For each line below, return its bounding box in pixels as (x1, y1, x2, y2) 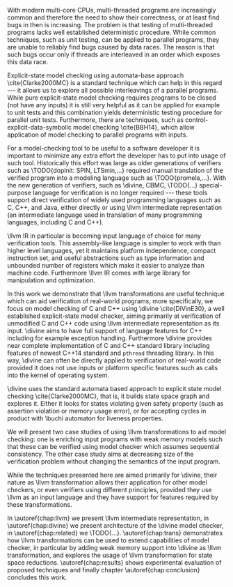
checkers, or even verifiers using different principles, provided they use (7, 486, 212, 494)
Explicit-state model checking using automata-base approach (7, 71, 184, 79)
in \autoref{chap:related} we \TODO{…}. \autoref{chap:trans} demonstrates (7, 529, 223, 537)
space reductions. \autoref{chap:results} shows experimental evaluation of (7, 558, 222, 567)
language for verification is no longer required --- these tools (32, 188, 208, 197)
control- (185, 116, 209, 124)
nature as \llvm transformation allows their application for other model (7, 478, 207, 487)
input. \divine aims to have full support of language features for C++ (7, 327, 203, 335)
